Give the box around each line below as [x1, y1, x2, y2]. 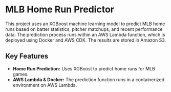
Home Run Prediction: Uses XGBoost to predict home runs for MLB [12, 65, 155, 71]
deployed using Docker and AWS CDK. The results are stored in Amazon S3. [5, 37, 166, 43]
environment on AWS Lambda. [12, 82, 77, 88]
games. [12, 71, 29, 77]
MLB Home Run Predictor [5, 4, 114, 15]
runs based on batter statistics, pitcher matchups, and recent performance [5, 26, 163, 32]
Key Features [5, 52, 49, 61]
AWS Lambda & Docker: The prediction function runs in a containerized [12, 76, 165, 83]
